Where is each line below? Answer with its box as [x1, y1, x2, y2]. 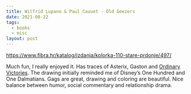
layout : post [6, 36, 38, 41]
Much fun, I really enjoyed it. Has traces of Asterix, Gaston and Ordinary [6, 63, 180, 70]
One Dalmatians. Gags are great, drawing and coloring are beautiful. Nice [6, 75, 184, 82]
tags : [6, 19, 19, 25]
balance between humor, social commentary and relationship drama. [6, 82, 172, 88]
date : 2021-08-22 [6, 14, 49, 20]
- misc [11, 30, 28, 36]
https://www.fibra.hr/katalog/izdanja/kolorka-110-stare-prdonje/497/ [6, 52, 172, 58]
